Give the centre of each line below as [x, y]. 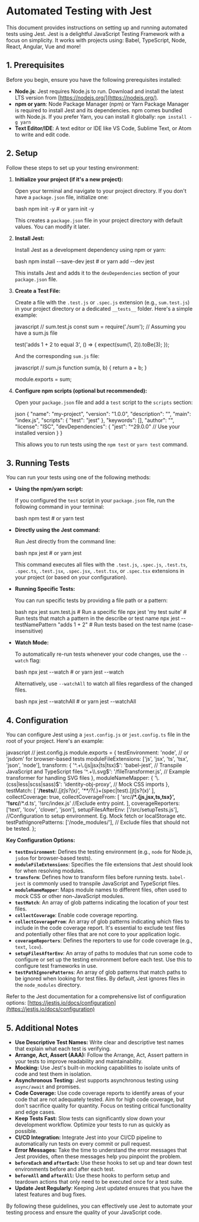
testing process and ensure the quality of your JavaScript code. [84, 1212]
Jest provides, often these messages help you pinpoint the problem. [98, 1156]
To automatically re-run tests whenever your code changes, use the [98, 654]
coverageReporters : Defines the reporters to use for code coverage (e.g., [104, 940]
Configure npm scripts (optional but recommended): [81, 391]
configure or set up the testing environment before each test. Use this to [103, 959]
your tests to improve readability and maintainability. [79, 1061]
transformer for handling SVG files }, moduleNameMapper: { [80, 778]
